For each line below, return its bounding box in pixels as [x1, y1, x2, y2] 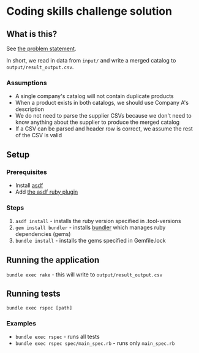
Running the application [6, 254, 100, 265]
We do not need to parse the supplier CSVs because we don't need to [15, 112, 192, 120]
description [15, 105, 44, 113]
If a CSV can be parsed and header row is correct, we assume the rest [15, 125, 193, 132]
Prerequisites [6, 167, 47, 176]
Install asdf [15, 181, 43, 189]
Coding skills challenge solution [6, 4, 173, 18]
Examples [6, 319, 37, 327]
